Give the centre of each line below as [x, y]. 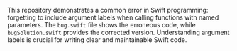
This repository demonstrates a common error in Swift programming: [108, 10]
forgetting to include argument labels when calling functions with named [113, 17]
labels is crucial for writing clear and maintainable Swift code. [97, 40]
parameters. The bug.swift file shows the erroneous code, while [102, 25]
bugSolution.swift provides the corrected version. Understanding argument [118, 32]
